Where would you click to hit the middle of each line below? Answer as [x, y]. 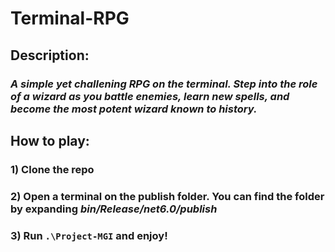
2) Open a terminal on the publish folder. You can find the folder [167, 196]
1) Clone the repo [52, 169]
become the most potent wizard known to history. [134, 109]
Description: [50, 55]
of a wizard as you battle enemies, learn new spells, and [150, 96]
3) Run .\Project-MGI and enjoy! [89, 235]
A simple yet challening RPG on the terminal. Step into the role [164, 84]
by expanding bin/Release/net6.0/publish [114, 209]
